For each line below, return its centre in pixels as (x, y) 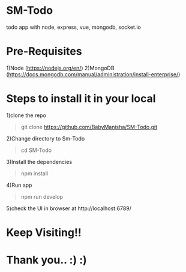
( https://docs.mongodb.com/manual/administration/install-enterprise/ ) (93, 74)
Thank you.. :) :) (46, 260)
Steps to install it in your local (81, 99)
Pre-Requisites (44, 51)
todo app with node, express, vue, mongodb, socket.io (73, 27)
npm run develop (42, 196)
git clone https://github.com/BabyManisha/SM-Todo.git (89, 127)
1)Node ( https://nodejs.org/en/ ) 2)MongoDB (61, 68)
